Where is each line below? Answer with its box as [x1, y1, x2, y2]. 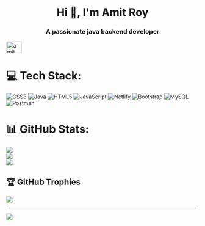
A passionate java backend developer [45, 27, 160, 36]
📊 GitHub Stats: [6, 122, 90, 136]
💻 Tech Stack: [6, 68, 82, 82]
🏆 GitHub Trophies [6, 177, 81, 187]
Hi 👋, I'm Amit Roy [56, 5, 149, 20]
